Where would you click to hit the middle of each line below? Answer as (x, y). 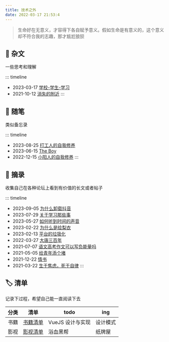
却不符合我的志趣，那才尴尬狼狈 (51, 36)
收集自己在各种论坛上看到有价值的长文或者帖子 (54, 188)
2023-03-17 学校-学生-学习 (41, 87)
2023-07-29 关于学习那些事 (41, 214)
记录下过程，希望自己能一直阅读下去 (43, 298)
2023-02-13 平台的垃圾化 (39, 234)
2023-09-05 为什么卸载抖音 (42, 208)
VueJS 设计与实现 (70, 322)
